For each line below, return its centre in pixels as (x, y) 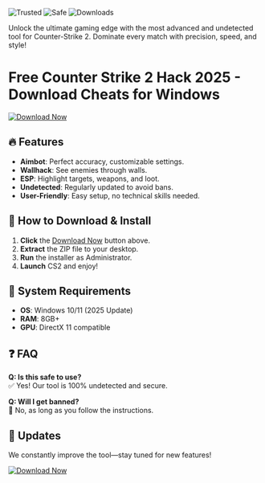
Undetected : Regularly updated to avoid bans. (97, 187)
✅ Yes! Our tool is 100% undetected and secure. (88, 386)
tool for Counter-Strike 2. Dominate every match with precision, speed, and (132, 37)
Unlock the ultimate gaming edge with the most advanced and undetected (131, 28)
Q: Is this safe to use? (45, 377)
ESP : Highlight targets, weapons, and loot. (90, 178)
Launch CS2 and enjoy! (59, 266)
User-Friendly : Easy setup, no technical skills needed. (110, 195)
